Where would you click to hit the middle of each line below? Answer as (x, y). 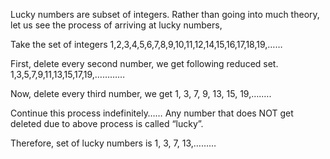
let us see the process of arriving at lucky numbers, (116, 25)
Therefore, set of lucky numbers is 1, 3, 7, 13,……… (113, 143)
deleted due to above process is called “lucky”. (107, 123)
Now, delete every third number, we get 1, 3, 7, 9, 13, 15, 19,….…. (141, 93)
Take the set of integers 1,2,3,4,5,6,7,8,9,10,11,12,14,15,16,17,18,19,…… (146, 44)
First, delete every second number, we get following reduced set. (144, 63)
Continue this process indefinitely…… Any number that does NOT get (152, 113)
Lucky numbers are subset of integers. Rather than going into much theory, (165, 14)
